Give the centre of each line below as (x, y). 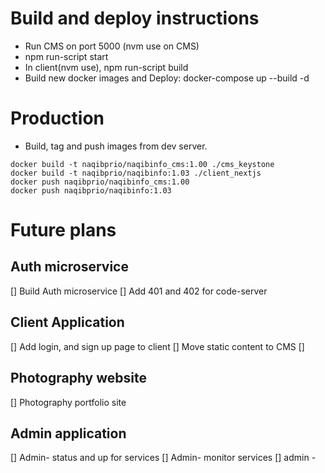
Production (57, 118)
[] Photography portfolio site (68, 402)
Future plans (63, 230)
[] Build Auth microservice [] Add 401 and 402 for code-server (139, 291)
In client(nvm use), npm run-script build (106, 67)
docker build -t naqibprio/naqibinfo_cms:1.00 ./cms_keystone (142, 164)
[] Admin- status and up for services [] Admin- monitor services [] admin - (163, 458)
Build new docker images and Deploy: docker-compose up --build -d (167, 78)
